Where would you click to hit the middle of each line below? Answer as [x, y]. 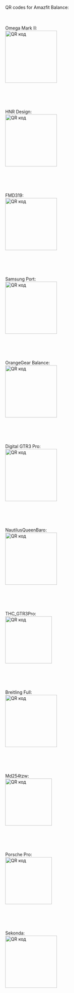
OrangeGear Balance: [28, 363]
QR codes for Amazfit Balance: [37, 7]
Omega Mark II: [21, 28]
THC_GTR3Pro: [21, 614]
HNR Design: [18, 112]
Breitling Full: [19, 692]
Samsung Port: [21, 279]
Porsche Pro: [19, 854]
